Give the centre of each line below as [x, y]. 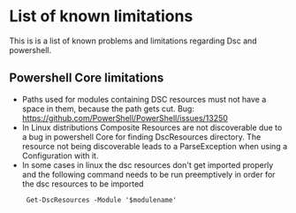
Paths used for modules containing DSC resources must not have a [144, 99]
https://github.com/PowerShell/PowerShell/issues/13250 [125, 118]
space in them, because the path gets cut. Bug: [108, 109]
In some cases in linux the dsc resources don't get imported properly [148, 164]
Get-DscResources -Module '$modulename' [102, 200]
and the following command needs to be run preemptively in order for [148, 174]
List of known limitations [101, 16]
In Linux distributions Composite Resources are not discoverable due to [152, 127]
